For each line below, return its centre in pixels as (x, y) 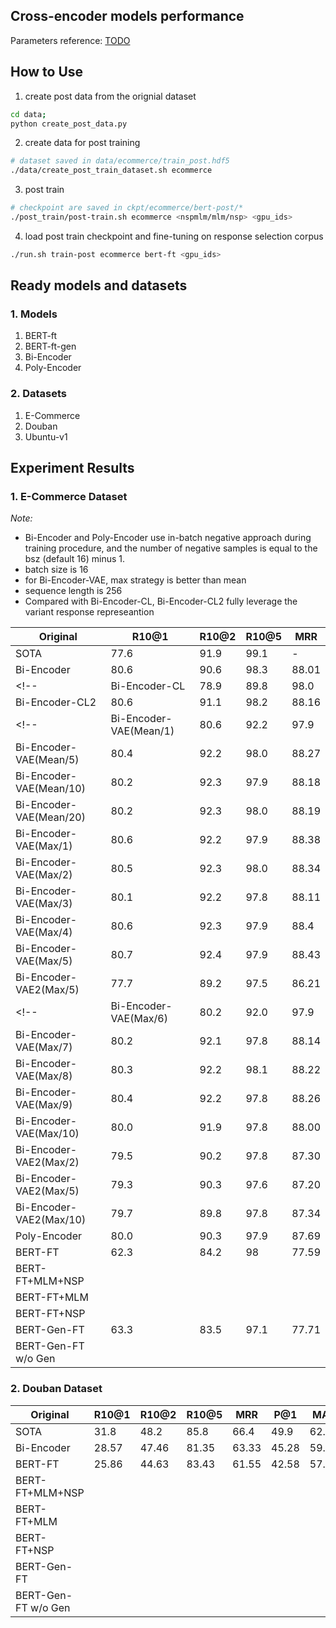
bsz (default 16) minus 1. (75, 559)
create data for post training (82, 143)
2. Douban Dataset (56, 1389)
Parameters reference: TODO (70, 40)
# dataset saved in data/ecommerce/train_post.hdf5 (120, 161)
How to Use (47, 72)
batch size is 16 (56, 570)
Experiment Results (72, 468)
